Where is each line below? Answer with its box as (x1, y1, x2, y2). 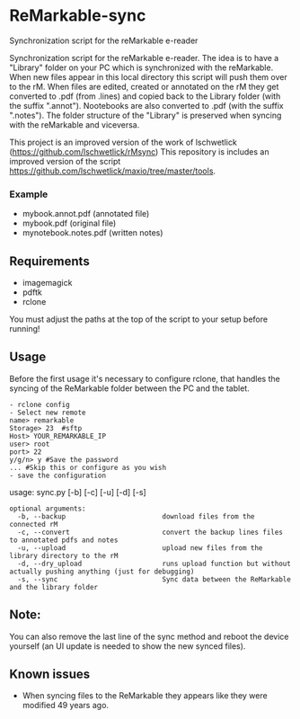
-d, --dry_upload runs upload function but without (17, 559, 292, 568)
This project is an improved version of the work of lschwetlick (9, 137, 238, 147)
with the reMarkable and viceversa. (9, 119, 140, 130)
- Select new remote (9, 408, 87, 417)
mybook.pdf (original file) (22, 217, 117, 229)
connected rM (9, 519, 58, 528)
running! (9, 324, 40, 334)
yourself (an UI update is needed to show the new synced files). (9, 640, 246, 652)
